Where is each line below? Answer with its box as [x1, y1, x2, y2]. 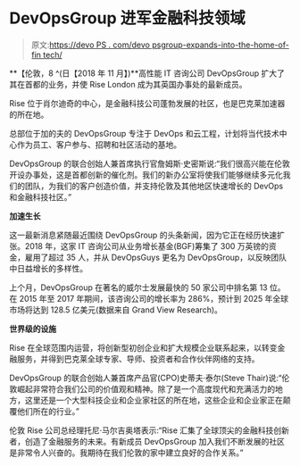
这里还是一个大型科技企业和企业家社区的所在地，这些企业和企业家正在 [24, 395, 283, 405]
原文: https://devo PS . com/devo [30, 39, 150, 50]
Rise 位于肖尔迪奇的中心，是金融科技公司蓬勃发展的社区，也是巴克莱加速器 [9, 97, 286, 108]
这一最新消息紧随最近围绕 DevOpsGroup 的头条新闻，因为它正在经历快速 [9, 229, 278, 240]
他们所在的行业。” [16, 405, 80, 416]
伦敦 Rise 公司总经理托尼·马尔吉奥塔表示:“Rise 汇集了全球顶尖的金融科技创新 [9, 425, 290, 436]
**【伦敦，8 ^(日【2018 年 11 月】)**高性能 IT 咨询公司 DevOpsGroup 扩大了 [9, 68, 286, 79]
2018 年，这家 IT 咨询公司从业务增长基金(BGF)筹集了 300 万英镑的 [24, 240, 270, 251]
